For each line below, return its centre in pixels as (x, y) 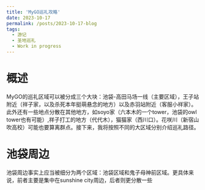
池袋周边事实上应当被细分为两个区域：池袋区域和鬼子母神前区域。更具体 (97, 172)
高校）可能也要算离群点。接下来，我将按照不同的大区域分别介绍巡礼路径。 (105, 127)
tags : (13, 29)
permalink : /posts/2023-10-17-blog (52, 23)
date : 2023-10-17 (28, 18)
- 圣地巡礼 (24, 40)
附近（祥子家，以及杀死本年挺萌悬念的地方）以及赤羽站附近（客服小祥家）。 (102, 104)
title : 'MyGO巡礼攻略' (33, 12)
